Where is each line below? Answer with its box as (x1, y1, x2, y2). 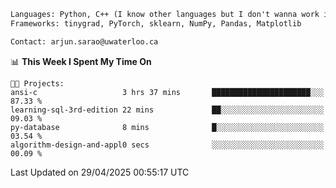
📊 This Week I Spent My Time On (10, 55, 152, 67)
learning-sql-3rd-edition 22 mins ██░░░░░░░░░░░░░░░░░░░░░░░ (10, 105, 325, 115)
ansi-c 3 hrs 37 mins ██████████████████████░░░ (10, 87, 325, 97)
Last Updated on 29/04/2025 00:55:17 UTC (10, 166, 190, 178)
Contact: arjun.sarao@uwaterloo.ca (10, 36, 159, 47)
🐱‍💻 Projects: (10, 78, 65, 89)
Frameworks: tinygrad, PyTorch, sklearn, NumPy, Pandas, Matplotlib (10, 18, 302, 29)
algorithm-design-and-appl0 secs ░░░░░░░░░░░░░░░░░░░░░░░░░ (10, 140, 325, 150)
